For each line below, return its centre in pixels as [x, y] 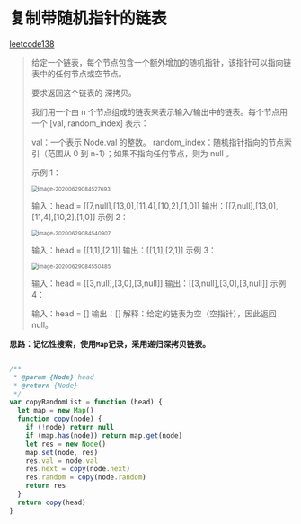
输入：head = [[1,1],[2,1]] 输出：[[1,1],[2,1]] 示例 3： [124, 250]
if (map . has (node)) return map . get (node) [104, 435]
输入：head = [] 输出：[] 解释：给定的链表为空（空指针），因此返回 [154, 313]
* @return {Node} [45, 386]
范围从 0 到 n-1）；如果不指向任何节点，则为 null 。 [141, 153]
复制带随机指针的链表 [89, 18]
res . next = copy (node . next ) [78, 469]
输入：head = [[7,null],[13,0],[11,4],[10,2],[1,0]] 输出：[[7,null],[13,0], [155, 205]
